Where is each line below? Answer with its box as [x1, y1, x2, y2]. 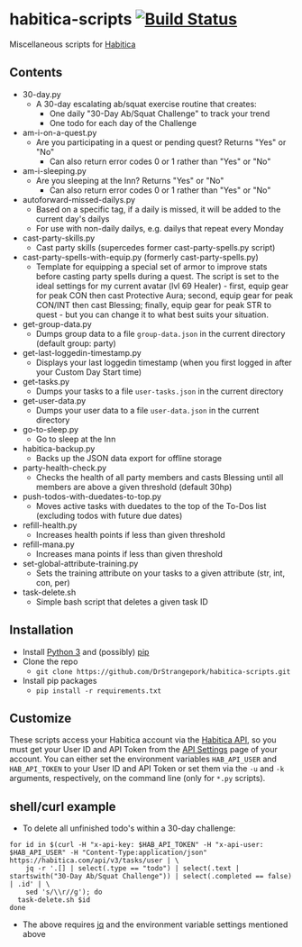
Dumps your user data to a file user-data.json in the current [35, 405, 260, 415]
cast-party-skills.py [22, 232, 96, 243]
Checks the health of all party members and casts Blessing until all [35, 471, 284, 482]
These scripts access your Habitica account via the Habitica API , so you [9, 734, 277, 745]
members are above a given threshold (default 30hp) [35, 481, 233, 492]
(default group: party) [35, 338, 117, 349]
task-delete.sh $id [17, 896, 91, 905]
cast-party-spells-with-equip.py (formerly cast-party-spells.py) [22, 251, 259, 262]
